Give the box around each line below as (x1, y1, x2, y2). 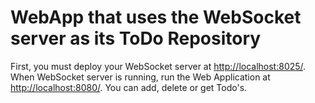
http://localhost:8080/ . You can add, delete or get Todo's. (10, 81, 248, 93)
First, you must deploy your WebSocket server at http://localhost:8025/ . (10, 60, 307, 72)
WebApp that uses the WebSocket (10, 6, 302, 29)
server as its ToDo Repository (10, 27, 262, 50)
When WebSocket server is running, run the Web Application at (10, 71, 271, 83)
